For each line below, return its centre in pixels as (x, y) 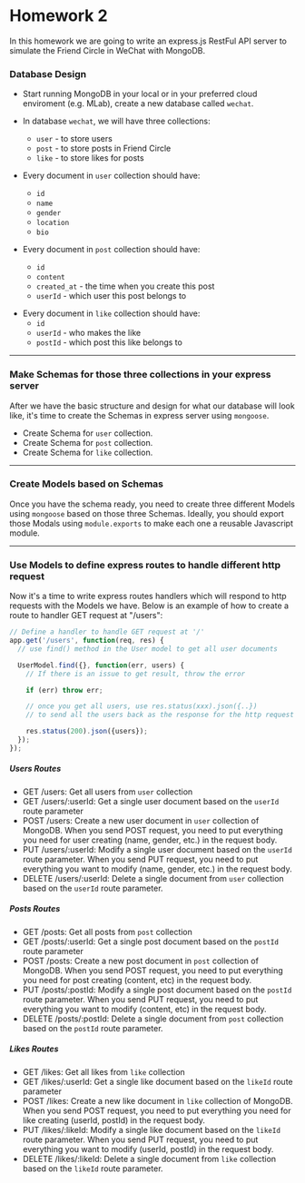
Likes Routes (34, 1049)
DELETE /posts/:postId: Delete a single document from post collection (153, 1019)
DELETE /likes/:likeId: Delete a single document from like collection (149, 1158)
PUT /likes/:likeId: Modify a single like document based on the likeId (152, 1129)
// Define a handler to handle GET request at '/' (107, 632)
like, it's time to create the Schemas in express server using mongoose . (139, 415)
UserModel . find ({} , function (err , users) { (101, 665)
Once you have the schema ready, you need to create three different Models (152, 504)
